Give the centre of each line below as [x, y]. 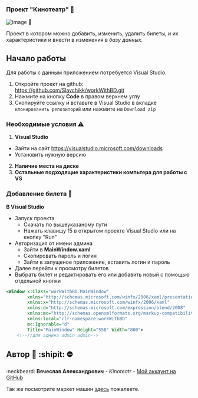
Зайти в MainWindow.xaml [57, 249]
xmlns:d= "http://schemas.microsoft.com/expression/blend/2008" [106, 308]
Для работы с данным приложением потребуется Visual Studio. [86, 72]
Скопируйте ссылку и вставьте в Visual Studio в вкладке [86, 103]
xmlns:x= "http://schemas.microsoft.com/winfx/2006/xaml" [98, 303]
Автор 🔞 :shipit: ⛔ [39, 354]
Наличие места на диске [47, 166]
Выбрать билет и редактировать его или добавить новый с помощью [102, 274]
